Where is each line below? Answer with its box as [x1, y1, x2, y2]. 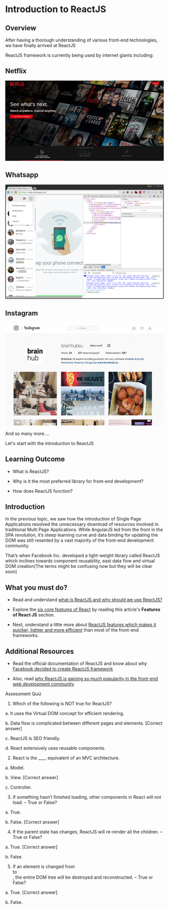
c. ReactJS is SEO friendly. [5, 735, 60, 741]
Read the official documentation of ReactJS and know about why [12, 660, 147, 666]
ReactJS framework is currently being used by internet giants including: [5, 52, 154, 58]
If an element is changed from [12, 864, 75, 870]
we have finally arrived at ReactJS [5, 42, 76, 49]
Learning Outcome [5, 455, 65, 463]
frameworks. [12, 633, 39, 639]
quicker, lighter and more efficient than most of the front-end [12, 627, 139, 633]
